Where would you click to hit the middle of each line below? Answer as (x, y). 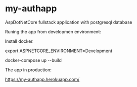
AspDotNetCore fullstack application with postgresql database (69, 22)
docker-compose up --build (33, 60)
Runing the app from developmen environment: (53, 31)
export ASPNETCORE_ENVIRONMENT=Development (59, 51)
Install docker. (19, 41)
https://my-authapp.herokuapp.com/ (42, 79)
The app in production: (28, 70)
